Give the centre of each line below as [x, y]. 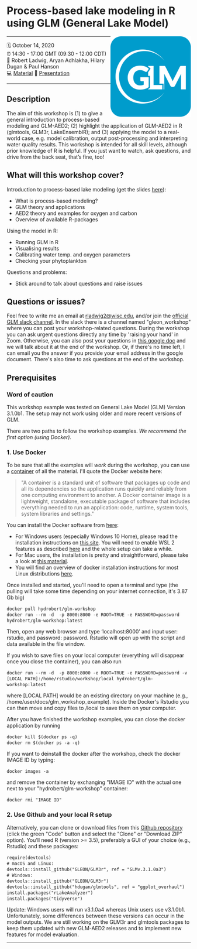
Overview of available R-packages [56, 219]
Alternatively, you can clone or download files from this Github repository [95, 827]
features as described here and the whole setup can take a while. [94, 549]
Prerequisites [32, 378]
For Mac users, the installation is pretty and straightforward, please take [102, 555]
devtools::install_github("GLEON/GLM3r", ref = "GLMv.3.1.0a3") [87, 869]
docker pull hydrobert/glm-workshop [51, 609]
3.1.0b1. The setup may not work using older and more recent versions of [94, 413]
